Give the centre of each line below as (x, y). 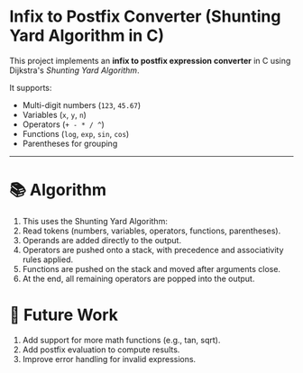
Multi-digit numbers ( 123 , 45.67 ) (82, 105)
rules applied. (48, 259)
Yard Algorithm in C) (87, 36)
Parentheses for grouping (70, 143)
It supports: (31, 87)
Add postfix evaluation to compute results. (101, 350)
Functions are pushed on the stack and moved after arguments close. (151, 268)
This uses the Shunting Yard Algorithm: (95, 221)
